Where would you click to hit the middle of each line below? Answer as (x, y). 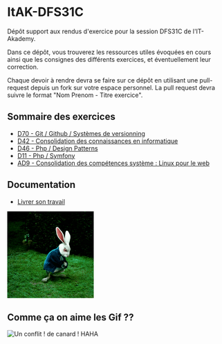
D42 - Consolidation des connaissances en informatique (98, 141)
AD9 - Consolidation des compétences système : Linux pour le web (113, 163)
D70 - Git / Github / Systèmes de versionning (81, 133)
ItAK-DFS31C (46, 12)
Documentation (41, 185)
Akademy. (21, 38)
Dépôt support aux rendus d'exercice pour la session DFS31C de (99, 31)
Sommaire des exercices (61, 117)
